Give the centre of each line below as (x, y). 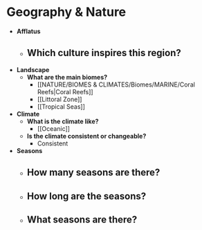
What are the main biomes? (67, 77)
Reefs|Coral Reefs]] (65, 91)
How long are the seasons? (86, 196)
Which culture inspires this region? (104, 53)
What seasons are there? (82, 219)
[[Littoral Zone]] (59, 99)
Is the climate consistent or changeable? (86, 136)
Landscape (33, 69)
